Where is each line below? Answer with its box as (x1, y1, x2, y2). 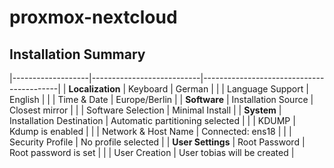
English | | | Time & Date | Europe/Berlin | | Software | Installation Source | (9, 94, 314, 105)
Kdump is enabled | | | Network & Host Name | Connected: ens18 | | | (9, 126, 292, 137)
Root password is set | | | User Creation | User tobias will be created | (9, 147, 295, 158)
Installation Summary (9, 46, 146, 63)
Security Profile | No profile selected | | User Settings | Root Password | (9, 136, 306, 148)
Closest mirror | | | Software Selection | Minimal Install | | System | (9, 104, 282, 116)
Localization (68, 83, 121, 95)
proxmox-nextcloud (9, 6, 178, 29)
